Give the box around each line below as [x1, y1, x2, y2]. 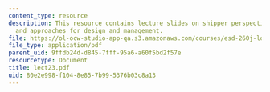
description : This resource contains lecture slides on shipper [8, 19, 228, 27]
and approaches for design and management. [15, 26, 163, 34]
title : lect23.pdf [8, 64, 70, 72]
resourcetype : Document [8, 57, 88, 65]
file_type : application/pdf [8, 42, 103, 50]
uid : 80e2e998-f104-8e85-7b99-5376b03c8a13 [8, 71, 157, 79]
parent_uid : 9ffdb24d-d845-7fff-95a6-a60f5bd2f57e [8, 49, 182, 57]
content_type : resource [8, 11, 88, 20]
